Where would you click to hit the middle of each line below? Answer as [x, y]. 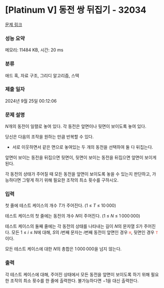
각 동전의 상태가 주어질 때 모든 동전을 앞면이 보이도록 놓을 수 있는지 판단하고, [78, 174]
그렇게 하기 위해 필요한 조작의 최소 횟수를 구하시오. [70, 180]
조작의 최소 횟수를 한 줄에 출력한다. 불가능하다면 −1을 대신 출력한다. [74, 280]
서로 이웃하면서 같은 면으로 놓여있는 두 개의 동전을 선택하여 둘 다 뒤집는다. [82, 147]
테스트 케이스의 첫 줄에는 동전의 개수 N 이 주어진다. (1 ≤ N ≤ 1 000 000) [73, 216]
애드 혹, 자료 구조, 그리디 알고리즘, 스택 [42, 75]
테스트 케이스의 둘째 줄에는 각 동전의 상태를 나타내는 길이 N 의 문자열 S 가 [74, 226]
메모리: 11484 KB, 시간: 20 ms [34, 50]
